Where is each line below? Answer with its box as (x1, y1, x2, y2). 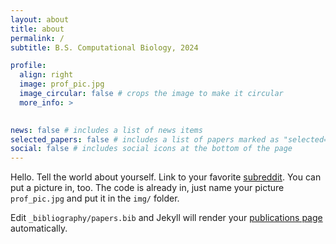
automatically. (10, 222, 68, 235)
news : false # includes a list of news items (10, 125, 203, 135)
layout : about (10, 14, 70, 25)
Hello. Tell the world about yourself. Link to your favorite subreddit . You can (10, 171, 322, 183)
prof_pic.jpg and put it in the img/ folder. (10, 192, 180, 205)
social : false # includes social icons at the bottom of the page (10, 144, 293, 154)
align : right (19, 70, 74, 80)
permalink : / (10, 33, 65, 43)
